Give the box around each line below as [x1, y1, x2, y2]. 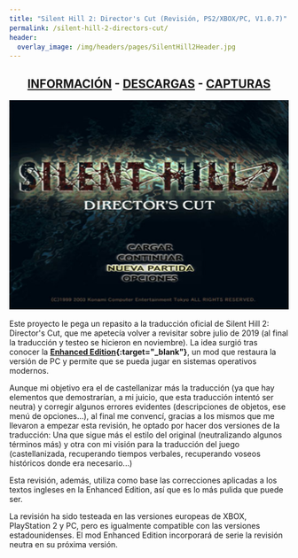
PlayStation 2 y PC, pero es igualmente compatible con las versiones [9, 521, 261, 531]
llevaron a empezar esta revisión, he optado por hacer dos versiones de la [9, 421, 280, 431]
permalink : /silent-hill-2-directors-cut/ [9, 23, 169, 33]
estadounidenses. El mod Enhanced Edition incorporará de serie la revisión [9, 530, 284, 540]
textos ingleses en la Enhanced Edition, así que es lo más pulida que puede [9, 484, 284, 495]
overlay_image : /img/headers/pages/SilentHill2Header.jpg [17, 43, 237, 51]
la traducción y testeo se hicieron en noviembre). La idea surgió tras [9, 337, 258, 348]
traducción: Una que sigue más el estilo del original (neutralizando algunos [9, 430, 282, 440]
